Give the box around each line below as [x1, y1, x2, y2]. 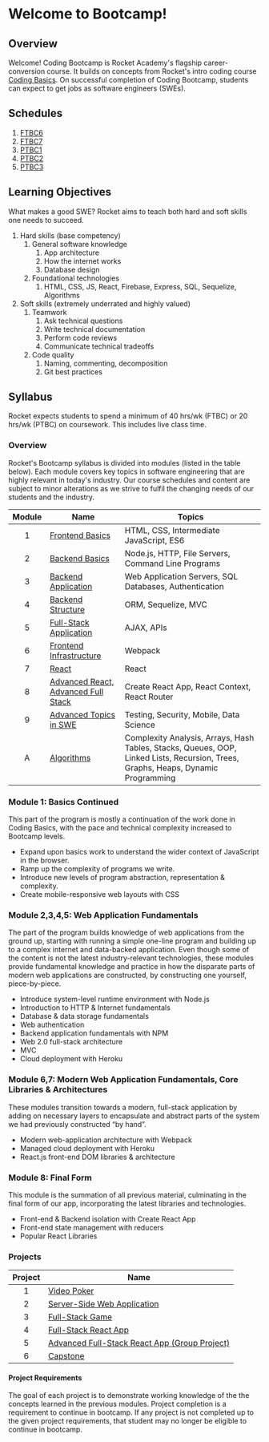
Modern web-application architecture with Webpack [19, 1135, 192, 1145]
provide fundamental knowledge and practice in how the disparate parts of [8, 962, 255, 971]
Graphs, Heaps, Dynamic [124, 762, 219, 774]
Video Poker [47, 1286, 94, 1297]
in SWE [49, 719, 77, 730]
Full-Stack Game [47, 1311, 112, 1323]
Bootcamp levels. [8, 831, 66, 842]
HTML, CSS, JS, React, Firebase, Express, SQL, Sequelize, [43, 281, 237, 291]
